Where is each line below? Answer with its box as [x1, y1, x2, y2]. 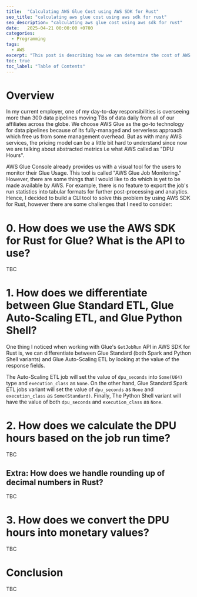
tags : [6, 42, 19, 48]
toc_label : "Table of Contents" [6, 63, 85, 69]
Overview [6, 89, 55, 102]
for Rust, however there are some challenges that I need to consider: [6, 201, 172, 208]
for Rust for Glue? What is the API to [6, 234, 185, 247]
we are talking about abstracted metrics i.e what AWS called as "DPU [6, 145, 174, 153]
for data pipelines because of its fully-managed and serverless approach [6, 127, 183, 134]
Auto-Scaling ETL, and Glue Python [6, 311, 182, 325]
